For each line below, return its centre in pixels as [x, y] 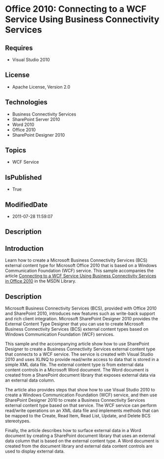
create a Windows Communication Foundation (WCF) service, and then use [81, 395]
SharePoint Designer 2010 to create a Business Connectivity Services [75, 400]
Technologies [26, 102]
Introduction [24, 248]
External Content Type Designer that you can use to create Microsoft [74, 324]
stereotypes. [18, 421]
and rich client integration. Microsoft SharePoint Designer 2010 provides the [82, 319]
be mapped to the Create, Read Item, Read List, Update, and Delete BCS [78, 416]
